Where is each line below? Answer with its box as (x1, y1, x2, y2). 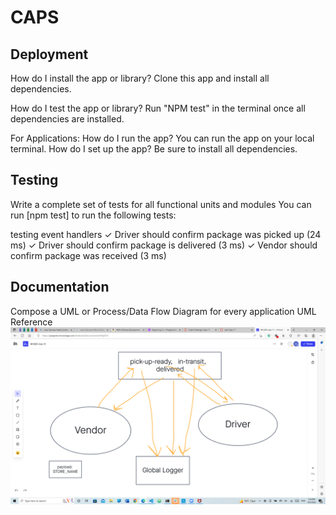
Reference (10, 316, 53, 328)
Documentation (10, 279, 110, 296)
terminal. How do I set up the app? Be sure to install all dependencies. (10, 143, 298, 155)
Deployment (10, 46, 89, 63)
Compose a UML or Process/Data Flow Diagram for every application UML (10, 305, 317, 317)
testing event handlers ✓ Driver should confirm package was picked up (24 (10, 228, 322, 240)
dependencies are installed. (10, 113, 125, 125)
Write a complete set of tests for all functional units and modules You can (10, 198, 312, 210)
